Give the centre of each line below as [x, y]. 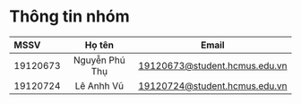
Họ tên [99, 45]
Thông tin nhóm [69, 17]
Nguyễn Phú [99, 60]
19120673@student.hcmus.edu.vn [213, 65]
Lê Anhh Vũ [99, 85]
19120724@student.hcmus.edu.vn [213, 85]
